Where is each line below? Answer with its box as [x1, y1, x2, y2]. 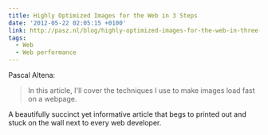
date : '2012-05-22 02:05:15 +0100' [8, 19, 127, 27]
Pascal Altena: [8, 71, 56, 79]
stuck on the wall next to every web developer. [8, 118, 162, 127]
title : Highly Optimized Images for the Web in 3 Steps [8, 11, 198, 20]
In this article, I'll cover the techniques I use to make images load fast [27, 86, 255, 95]
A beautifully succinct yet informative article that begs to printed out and [8, 110, 247, 119]
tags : [8, 33, 26, 42]
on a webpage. [27, 94, 77, 103]
